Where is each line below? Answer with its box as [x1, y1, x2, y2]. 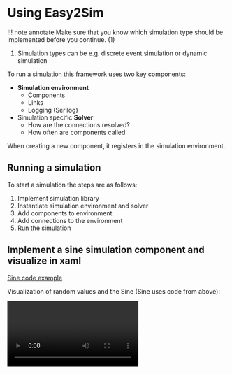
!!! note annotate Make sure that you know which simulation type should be [7, 28, 224, 36]
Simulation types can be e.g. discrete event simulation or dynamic [17, 49, 208, 57]
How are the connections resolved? [27, 120, 131, 129]
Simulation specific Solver [17, 113, 94, 122]
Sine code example [7, 273, 63, 282]
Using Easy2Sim [7, 5, 104, 21]
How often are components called [27, 128, 126, 136]
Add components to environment [17, 208, 113, 217]
